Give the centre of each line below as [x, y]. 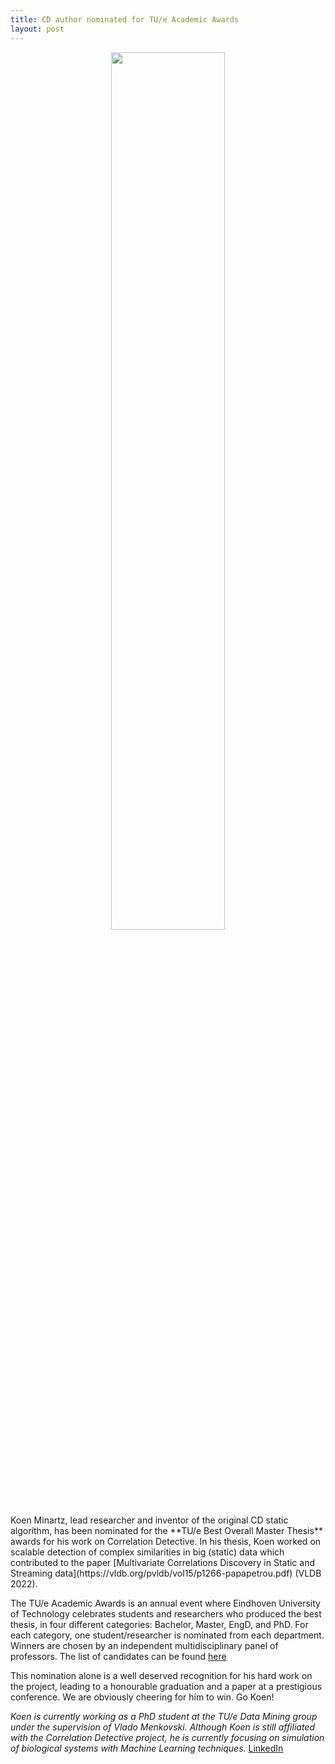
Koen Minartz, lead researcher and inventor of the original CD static [149, 1520]
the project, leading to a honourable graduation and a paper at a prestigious [166, 1686]
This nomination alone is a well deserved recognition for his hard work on [161, 1675]
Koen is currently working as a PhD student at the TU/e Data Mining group [164, 1716]
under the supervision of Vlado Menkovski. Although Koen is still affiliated [162, 1727]
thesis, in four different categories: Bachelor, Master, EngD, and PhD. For [159, 1624]
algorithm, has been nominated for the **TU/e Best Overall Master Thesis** [166, 1530]
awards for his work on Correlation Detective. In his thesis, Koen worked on [166, 1541]
